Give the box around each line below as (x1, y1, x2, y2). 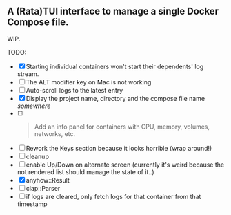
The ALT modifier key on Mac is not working (26, 77, 152, 86)
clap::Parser (26, 184, 61, 192)
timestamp (17, 200, 48, 208)
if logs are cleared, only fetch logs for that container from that (26, 192, 201, 200)
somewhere (17, 102, 51, 110)
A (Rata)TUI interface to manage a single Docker (7, 6, 219, 17)
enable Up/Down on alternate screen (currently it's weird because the (26, 160, 225, 169)
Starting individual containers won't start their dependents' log (26, 62, 204, 71)
